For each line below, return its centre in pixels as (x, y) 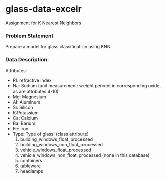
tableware (30, 166)
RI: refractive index (32, 80)
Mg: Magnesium (29, 97)
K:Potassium (25, 112)
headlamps (32, 171)
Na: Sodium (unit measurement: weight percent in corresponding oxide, (87, 85)
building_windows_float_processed (56, 139)
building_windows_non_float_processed (61, 144)
